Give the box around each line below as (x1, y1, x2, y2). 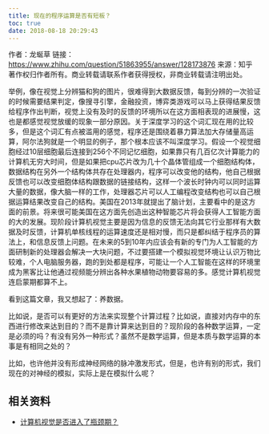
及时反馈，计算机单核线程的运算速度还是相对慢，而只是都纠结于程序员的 (14, 227, 254, 237)
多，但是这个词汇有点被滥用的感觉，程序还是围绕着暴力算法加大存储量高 (8, 127, 247, 136)
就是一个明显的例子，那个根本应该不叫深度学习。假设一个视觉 (50, 137, 254, 147)
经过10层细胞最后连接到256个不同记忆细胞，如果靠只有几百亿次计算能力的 (14, 147, 260, 156)
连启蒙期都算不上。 (8, 278, 72, 287)
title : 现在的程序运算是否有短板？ (8, 11, 111, 20)
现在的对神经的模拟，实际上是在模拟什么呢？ (8, 368, 156, 378)
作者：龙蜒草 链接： (8, 50, 74, 59)
